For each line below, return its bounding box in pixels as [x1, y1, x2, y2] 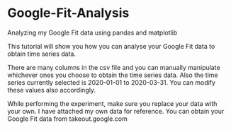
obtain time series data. [7, 49, 77, 58]
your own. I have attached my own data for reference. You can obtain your [7, 107, 225, 115]
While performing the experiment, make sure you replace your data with [7, 99, 218, 107]
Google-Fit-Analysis [7, 5, 130, 21]
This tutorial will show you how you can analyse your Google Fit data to [7, 42, 215, 50]
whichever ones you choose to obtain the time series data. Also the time [7, 71, 218, 79]
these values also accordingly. [7, 85, 96, 94]
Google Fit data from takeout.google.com [7, 114, 128, 123]
